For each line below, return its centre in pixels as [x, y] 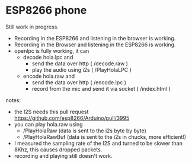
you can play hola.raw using [49, 124]
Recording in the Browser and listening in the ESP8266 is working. [95, 45]
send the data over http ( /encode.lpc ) [79, 82]
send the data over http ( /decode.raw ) [80, 64]
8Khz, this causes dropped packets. [58, 150]
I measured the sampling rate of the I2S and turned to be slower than [98, 143]
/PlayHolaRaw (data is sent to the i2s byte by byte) [84, 131]
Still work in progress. [32, 27]
